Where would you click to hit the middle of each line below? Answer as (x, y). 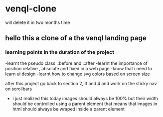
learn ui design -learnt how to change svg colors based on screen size (78, 74)
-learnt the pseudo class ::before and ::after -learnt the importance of (77, 63)
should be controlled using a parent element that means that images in (85, 104)
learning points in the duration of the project (60, 52)
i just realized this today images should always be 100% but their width (85, 98)
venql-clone (31, 9)
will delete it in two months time (38, 22)
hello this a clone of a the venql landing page (76, 38)
